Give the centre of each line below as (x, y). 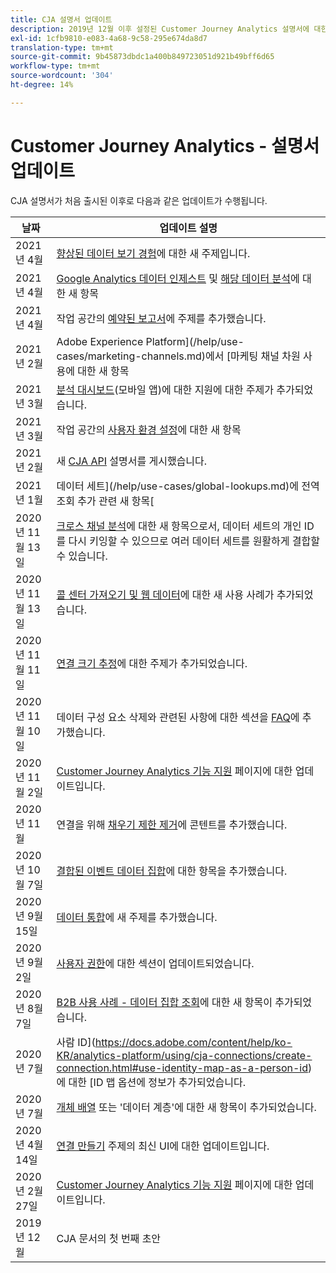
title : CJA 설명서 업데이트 (61, 19)
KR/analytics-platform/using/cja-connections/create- (184, 1055)
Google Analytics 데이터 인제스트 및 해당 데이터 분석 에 (178, 278)
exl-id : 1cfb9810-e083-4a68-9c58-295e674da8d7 (109, 38)
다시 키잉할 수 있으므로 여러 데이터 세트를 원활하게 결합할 (194, 541)
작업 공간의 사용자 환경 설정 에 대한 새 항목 (149, 429)
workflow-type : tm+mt (55, 66)
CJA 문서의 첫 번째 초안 (109, 1238)
